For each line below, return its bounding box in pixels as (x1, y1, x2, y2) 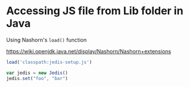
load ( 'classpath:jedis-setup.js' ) (6, 59, 93, 65)
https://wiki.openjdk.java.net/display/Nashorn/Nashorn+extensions (6, 47, 172, 54)
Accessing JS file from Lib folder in (6, 4, 184, 18)
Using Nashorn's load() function (6, 36, 87, 43)
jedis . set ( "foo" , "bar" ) (6, 75, 68, 81)
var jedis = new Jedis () (6, 70, 68, 76)
